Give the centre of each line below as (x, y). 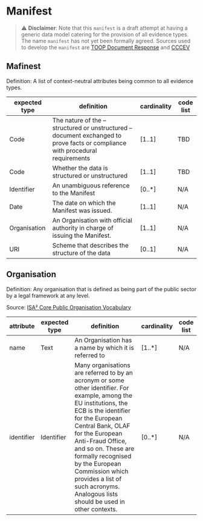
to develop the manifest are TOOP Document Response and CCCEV (105, 47)
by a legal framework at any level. (48, 295)
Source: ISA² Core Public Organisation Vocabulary (69, 307)
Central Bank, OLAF (102, 426)
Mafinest (24, 66)
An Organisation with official (92, 220)
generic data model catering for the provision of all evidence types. (105, 34)
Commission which (101, 471)
